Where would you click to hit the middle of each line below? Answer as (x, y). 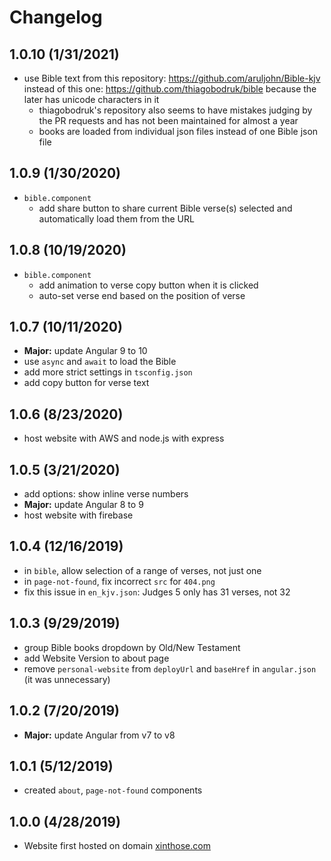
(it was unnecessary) (67, 679)
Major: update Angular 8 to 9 (83, 505)
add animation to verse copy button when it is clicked (148, 285)
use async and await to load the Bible (100, 362)
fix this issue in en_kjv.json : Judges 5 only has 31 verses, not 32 (157, 592)
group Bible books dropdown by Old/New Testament (132, 647)
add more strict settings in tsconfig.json (108, 372)
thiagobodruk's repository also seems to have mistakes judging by (175, 110)
